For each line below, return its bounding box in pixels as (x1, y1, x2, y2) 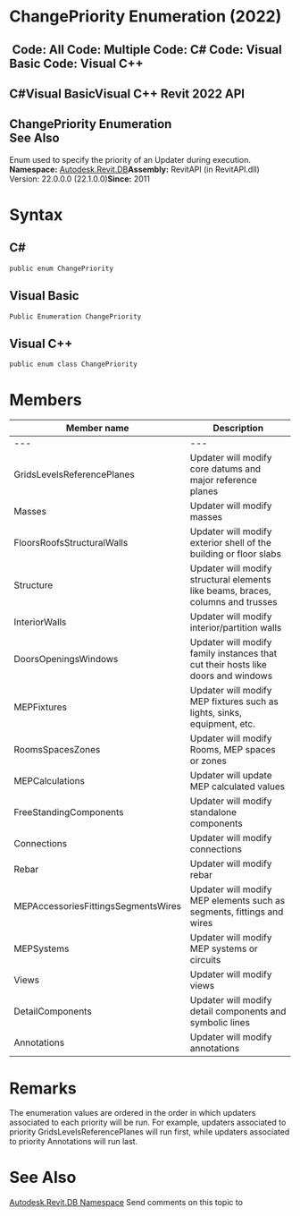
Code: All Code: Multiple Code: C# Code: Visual (12, 42, 283, 57)
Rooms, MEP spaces (189, 744, 276, 756)
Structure (13, 579, 54, 591)
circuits (189, 954, 221, 966)
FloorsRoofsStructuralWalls (13, 537, 129, 549)
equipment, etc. (189, 718, 256, 730)
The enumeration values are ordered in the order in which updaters (9, 1108, 256, 1118)
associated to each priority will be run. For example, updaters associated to (9, 1117, 287, 1128)
